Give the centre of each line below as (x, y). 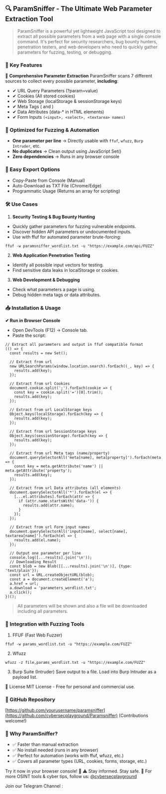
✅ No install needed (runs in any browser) (55, 750)
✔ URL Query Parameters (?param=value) (55, 91)
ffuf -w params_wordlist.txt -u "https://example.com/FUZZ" (69, 644)
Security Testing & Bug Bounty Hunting (54, 217)
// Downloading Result (33, 562)
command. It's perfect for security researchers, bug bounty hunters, (87, 41)
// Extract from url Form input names (50, 527)
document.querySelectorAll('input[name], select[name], (69, 532)
